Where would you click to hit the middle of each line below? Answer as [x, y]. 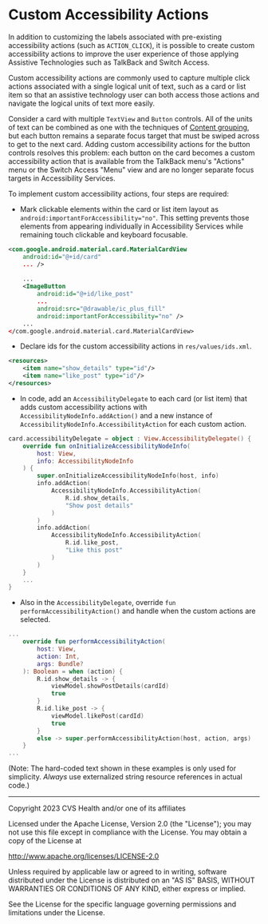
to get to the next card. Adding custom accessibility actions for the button [129, 144]
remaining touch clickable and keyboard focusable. [104, 234]
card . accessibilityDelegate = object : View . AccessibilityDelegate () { [130, 438]
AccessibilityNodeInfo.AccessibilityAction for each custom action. [133, 424]
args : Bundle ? [60, 664]
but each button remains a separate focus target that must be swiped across [134, 135]
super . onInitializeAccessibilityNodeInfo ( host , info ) [128, 476]
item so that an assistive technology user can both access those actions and [134, 94]
